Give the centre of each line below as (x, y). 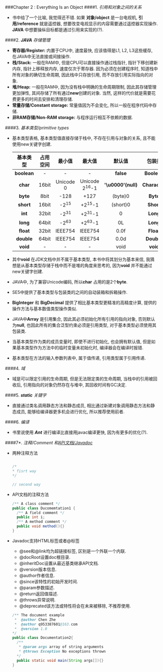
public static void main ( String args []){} (60, 660)
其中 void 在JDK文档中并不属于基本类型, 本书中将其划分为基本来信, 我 (81, 259)
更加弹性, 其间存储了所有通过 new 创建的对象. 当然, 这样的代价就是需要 (82, 93)
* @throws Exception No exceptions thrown (62, 651)
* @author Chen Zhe (35, 620)
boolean (24, 173)
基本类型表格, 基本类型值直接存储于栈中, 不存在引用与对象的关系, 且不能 (84, 138)
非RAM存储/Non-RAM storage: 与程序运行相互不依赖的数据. (73, 117)
